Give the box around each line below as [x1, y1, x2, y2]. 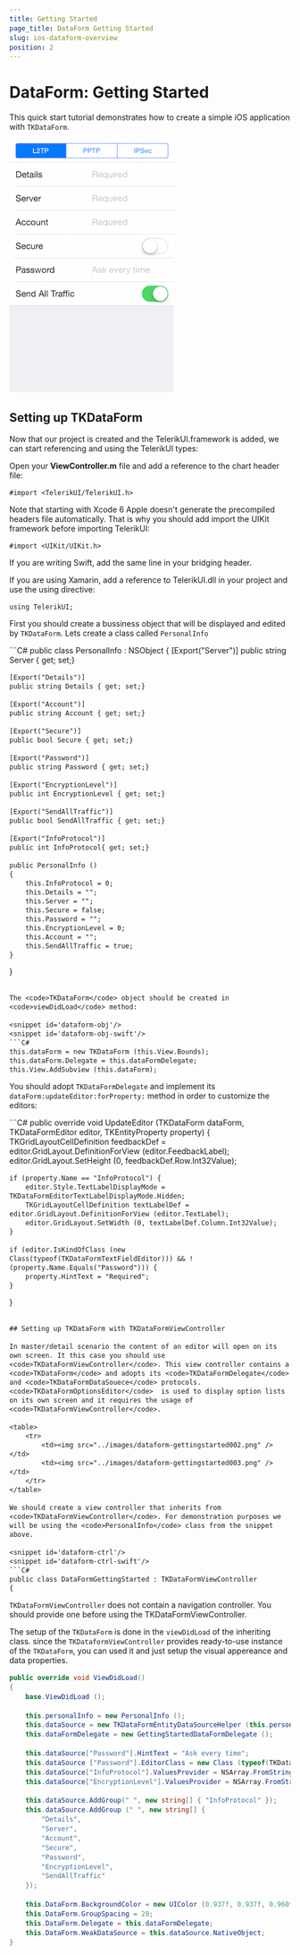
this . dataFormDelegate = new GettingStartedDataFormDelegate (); [25, 1730, 274, 1739]
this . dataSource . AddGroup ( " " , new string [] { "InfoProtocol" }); [25, 1796, 278, 1806]
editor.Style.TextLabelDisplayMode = [25, 1182, 166, 1191]
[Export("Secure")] [9, 727, 82, 736]
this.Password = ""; [25, 915, 102, 924]
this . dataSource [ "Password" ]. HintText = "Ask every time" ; [25, 1749, 250, 1758]
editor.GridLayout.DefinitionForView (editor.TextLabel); [9, 1209, 229, 1218]
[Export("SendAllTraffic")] [9, 807, 114, 816]
